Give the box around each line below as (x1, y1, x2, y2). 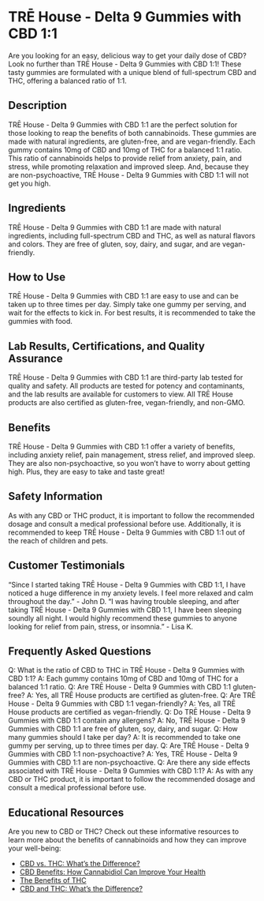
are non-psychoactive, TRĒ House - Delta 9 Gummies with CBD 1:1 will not (8, 170, 249, 179)
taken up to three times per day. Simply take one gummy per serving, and (8, 300, 247, 310)
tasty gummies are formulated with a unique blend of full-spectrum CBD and (8, 67, 257, 77)
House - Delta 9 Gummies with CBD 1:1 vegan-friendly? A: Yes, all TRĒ (8, 699, 236, 708)
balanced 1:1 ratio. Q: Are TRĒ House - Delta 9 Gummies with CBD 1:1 (8, 682, 231, 692)
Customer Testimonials (8, 559, 125, 573)
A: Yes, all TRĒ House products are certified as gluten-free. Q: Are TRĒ (26, 691, 256, 700)
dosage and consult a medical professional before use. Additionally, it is (8, 519, 242, 528)
